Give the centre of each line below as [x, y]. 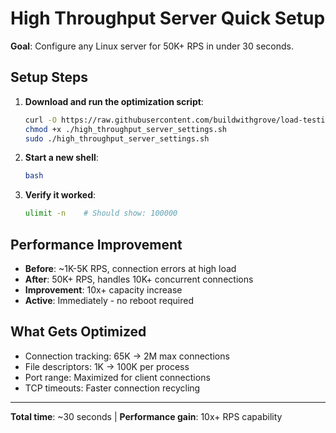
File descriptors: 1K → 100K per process [107, 366]
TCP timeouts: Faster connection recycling [112, 388]
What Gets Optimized [78, 332]
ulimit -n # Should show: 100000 [101, 213]
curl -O [40, 120]
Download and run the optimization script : [114, 101]
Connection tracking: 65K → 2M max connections [127, 356]
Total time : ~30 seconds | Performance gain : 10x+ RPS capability [146, 416]
